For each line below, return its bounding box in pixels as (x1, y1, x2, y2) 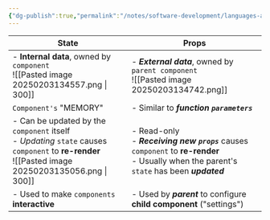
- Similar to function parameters (131, 102, 253, 113)
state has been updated (131, 165, 225, 177)
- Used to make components (12, 188, 116, 199)
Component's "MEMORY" (12, 102, 104, 113)
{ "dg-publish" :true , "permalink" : (8, 11, 121, 20)
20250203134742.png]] (131, 84, 228, 95)
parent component (131, 66, 198, 75)
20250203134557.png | (12, 79, 108, 90)
